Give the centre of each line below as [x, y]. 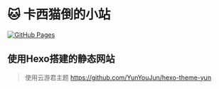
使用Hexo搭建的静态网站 [61, 59]
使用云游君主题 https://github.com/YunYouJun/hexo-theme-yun [118, 77]
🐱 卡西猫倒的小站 [59, 15]
